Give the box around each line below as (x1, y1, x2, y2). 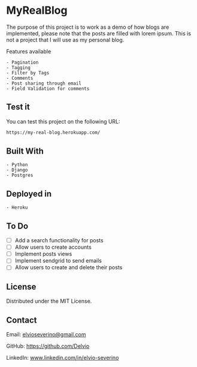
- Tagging (6, 64, 31, 71)
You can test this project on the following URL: (6, 118, 121, 125)
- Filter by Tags (6, 70, 50, 76)
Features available (6, 47, 51, 55)
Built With (6, 146, 44, 157)
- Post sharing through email (6, 80, 82, 86)
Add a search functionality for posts (14, 237, 104, 244)
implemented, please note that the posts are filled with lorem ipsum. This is (6, 29, 192, 37)
